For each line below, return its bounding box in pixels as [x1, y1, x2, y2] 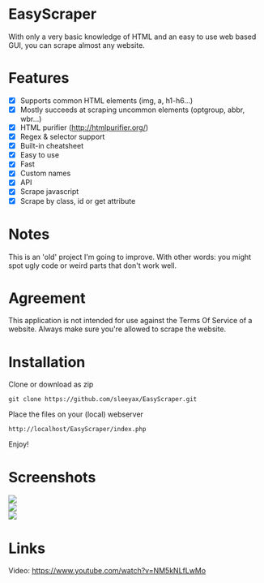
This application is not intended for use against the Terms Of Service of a [8, 316, 253, 326]
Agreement [8, 289, 86, 307]
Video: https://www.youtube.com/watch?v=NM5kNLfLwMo [8, 566, 207, 576]
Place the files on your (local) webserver [8, 409, 144, 419]
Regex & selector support [19, 132, 105, 142]
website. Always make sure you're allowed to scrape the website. [8, 324, 227, 334]
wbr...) [19, 114, 42, 123]
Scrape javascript [19, 187, 79, 196]
